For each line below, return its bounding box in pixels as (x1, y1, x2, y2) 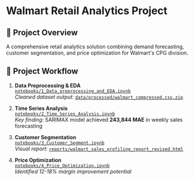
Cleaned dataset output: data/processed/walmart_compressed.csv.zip (14, 93, 183, 100)
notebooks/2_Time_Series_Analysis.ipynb (14, 110, 115, 117)
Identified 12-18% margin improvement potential (14, 167, 132, 175)
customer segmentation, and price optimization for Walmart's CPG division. (6, 49, 189, 56)
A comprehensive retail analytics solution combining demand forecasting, (6, 43, 184, 50)
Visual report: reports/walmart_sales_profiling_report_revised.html (14, 145, 183, 152)
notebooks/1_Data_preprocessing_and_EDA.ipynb (14, 88, 131, 94)
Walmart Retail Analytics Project (6, 4, 168, 18)
